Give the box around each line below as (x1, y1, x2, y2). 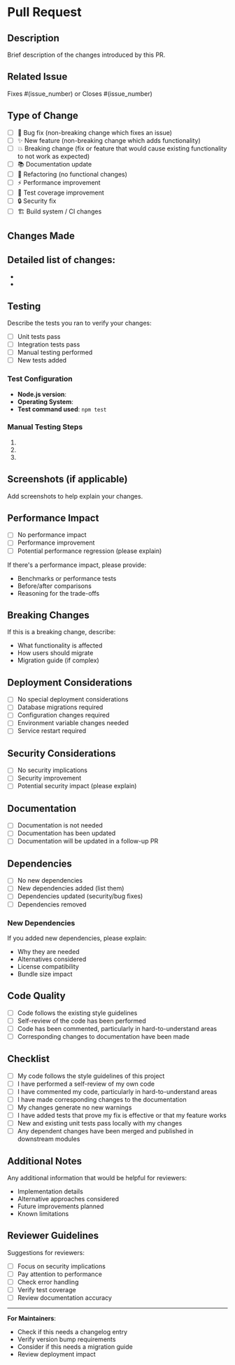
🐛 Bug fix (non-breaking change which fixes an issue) (17, 128, 173, 136)
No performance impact (17, 531, 87, 539)
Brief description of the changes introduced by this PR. (7, 50, 166, 59)
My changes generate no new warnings (17, 1103, 132, 1112)
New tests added (17, 356, 67, 365)
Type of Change (7, 110, 78, 122)
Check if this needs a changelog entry (17, 1328, 128, 1336)
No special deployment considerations (17, 695, 129, 703)
